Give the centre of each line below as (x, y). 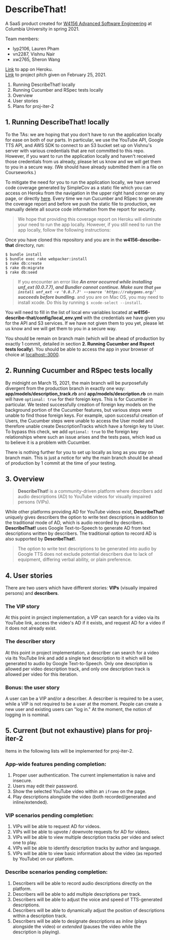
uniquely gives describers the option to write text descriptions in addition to (84, 517)
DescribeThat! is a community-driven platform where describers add (90, 491)
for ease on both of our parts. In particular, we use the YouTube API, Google (84, 140)
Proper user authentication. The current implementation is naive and (84, 775)
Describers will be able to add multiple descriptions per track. (77, 894)
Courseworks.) (21, 172)
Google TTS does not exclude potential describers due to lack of (85, 554)
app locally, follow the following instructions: (64, 230)
